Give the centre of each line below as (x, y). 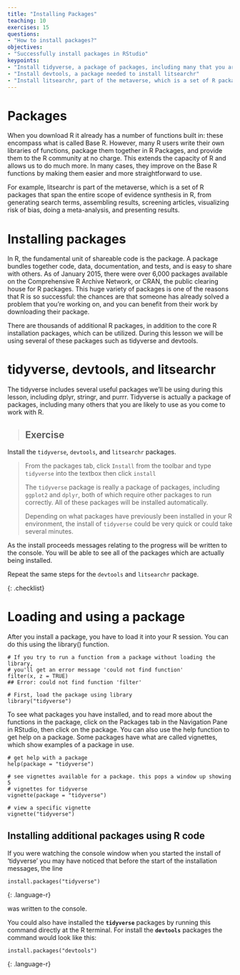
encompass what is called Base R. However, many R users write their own (116, 143)
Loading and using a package (96, 617)
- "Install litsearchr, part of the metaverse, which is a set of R (111, 80)
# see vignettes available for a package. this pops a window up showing (120, 776)
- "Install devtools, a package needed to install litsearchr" (104, 74)
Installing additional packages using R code (106, 836)
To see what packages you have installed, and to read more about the (110, 714)
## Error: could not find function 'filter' (75, 682)
